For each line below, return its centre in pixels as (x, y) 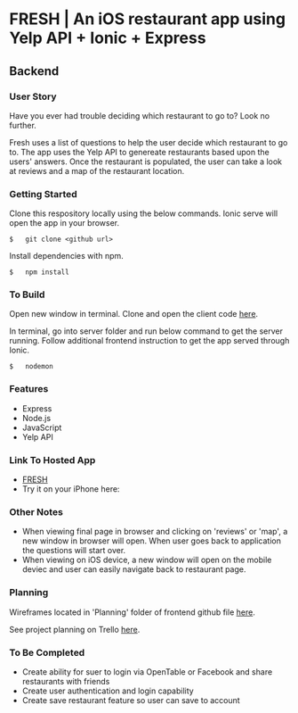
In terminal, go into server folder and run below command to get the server (146, 331)
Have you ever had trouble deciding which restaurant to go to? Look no (139, 115)
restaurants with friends (66, 681)
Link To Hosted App (52, 460)
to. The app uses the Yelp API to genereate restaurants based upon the (139, 152)
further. (23, 125)
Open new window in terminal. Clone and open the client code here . (134, 314)
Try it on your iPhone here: (71, 489)
